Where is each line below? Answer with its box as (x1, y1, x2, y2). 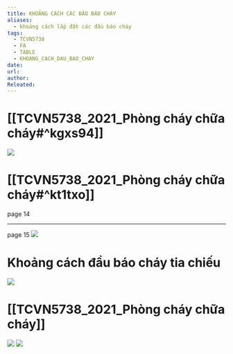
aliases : (7, 17, 33, 24)
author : (7, 74, 30, 82)
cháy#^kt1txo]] (7, 187, 95, 203)
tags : (7, 29, 23, 37)
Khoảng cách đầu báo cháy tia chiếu (7, 255, 221, 271)
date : (7, 62, 23, 69)
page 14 (7, 210, 30, 218)
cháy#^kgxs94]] (7, 125, 104, 141)
